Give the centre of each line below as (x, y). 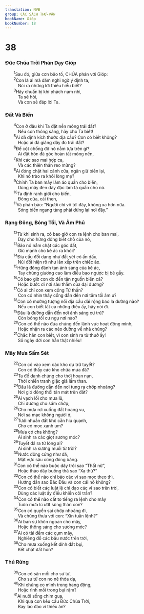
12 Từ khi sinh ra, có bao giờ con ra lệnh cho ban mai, (66, 234)
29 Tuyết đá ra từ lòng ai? (38, 443)
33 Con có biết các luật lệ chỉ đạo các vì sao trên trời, (66, 488)
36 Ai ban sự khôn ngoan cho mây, (48, 521)
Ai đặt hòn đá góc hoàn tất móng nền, (56, 154)
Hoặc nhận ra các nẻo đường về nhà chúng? (62, 329)
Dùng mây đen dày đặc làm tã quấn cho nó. (62, 187)
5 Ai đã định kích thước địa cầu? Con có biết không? (65, 137)
